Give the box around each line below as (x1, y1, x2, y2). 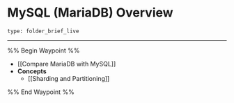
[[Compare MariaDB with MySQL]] (17, 59, 116, 68)
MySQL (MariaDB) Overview (7, 5, 173, 21)
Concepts (17, 67, 47, 75)
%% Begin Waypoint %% (7, 46, 80, 55)
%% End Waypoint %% (7, 88, 75, 96)
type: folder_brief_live (7, 28, 79, 35)
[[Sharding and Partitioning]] (27, 74, 110, 82)
